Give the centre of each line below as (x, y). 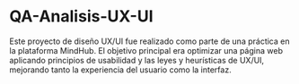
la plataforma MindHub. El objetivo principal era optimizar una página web (146, 50)
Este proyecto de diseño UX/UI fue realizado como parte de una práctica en (149, 41)
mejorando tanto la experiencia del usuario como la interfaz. (120, 70)
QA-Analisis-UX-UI (82, 17)
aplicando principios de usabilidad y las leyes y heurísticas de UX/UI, (137, 60)
